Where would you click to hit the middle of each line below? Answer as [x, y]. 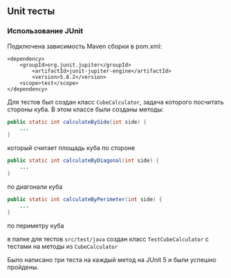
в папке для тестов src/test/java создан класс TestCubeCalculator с [108, 239]
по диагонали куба [35, 187]
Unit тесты [31, 11]
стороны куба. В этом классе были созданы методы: [85, 109]
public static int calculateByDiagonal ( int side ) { [83, 161]
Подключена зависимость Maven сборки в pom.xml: [85, 46]
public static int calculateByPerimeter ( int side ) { [85, 199]
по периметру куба [36, 225]
